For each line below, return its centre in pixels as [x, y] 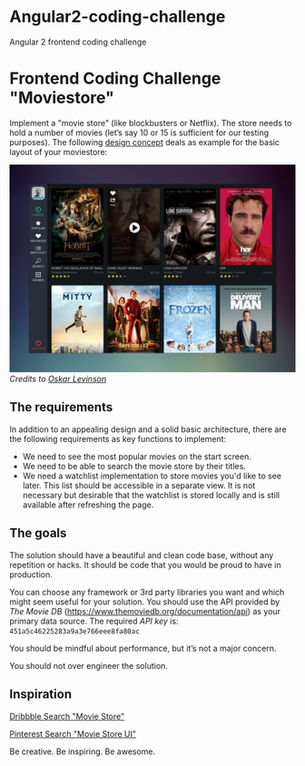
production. [31, 574]
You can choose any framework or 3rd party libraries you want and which [147, 592]
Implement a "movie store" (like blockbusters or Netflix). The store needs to [151, 123]
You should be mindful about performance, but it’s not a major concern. [143, 648]
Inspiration [41, 695]
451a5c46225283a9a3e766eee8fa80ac [75, 631]
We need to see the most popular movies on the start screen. [137, 457]
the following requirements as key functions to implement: [118, 438]
